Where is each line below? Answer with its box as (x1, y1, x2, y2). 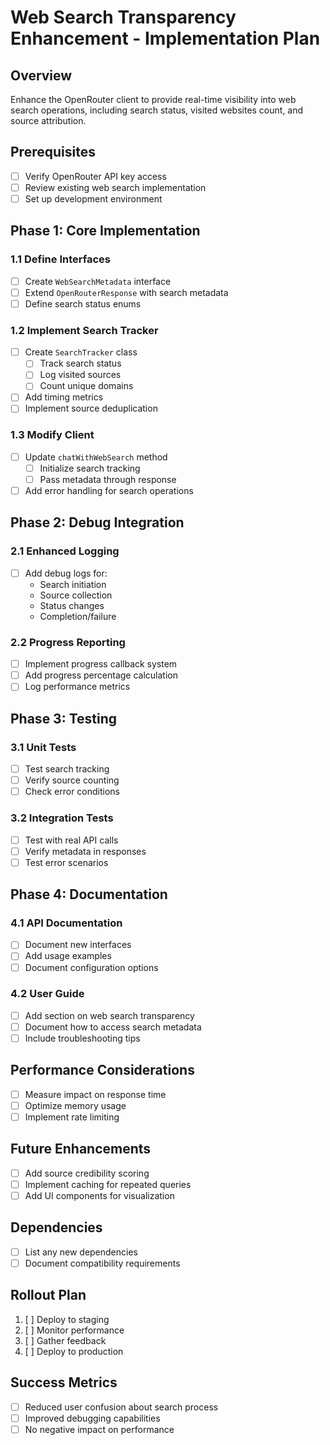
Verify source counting (24, 774, 120, 786)
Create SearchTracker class (24, 346, 138, 358)
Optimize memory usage (24, 1099, 127, 1111)
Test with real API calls (24, 834, 119, 846)
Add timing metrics (24, 391, 104, 403)
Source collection (39, 589, 113, 601)
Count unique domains (39, 380, 134, 392)
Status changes (39, 599, 105, 611)
